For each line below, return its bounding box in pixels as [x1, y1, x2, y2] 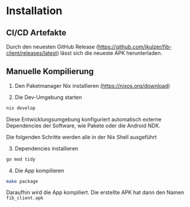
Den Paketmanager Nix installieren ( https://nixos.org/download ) [14, 82, 170, 89]
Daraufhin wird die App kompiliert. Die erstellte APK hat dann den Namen [6, 189, 185, 196]
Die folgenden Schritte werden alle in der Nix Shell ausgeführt [6, 133, 157, 140]
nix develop [6, 105, 36, 111]
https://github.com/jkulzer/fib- [98, 43, 172, 50]
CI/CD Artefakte [6, 28, 67, 38]
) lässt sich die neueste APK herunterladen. [57, 50, 163, 57]
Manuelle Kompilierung [6, 67, 94, 77]
